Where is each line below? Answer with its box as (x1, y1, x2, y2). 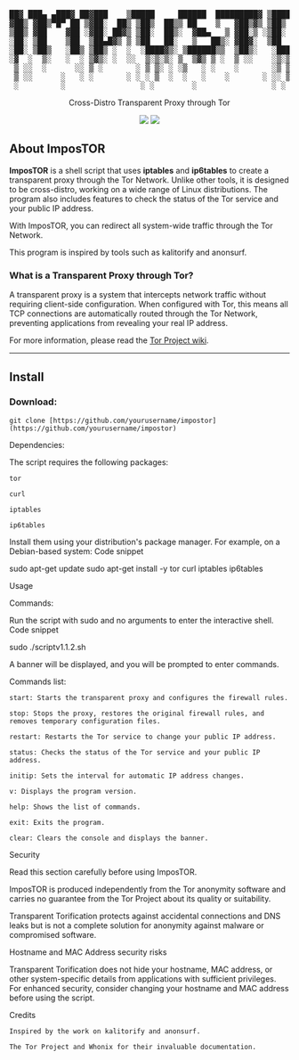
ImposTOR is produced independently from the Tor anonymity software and (9, 884, 287, 894)
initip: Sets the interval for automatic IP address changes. (9, 771, 245, 780)
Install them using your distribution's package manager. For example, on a (9, 536, 280, 547)
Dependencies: (9, 439, 65, 450)
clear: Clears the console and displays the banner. (9, 834, 209, 843)
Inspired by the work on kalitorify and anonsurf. (9, 1026, 201, 1036)
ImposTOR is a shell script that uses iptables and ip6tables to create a (9, 165, 270, 175)
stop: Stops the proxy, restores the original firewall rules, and (9, 709, 265, 718)
